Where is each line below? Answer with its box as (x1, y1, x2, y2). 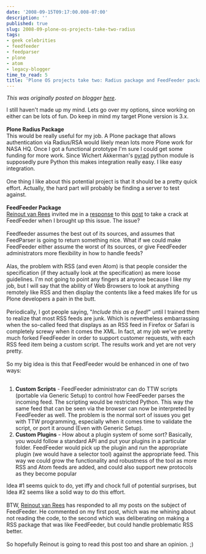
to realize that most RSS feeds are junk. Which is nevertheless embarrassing (6, 315, 199, 322)
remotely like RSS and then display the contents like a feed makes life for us (6, 289, 198, 296)
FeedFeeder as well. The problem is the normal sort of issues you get (15, 412, 191, 419)
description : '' (6, 15, 48, 21)
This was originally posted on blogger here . (6, 94, 116, 102)
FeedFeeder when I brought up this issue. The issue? (6, 217, 140, 225)
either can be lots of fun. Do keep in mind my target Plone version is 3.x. (6, 113, 189, 120)
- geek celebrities (6, 37, 56, 44)
